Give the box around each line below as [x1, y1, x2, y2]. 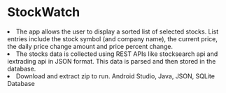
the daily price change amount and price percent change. [7, 42, 174, 50]
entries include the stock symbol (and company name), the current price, [7, 34, 218, 43]
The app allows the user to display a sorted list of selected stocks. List [16, 27, 219, 36]
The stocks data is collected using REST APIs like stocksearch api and [16, 50, 218, 58]
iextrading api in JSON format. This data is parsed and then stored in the [7, 57, 216, 65]
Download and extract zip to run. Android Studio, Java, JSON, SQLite [16, 71, 216, 80]
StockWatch [7, 4, 80, 20]
